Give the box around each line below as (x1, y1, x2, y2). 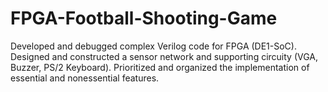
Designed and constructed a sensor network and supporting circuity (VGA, (10, 50, 319, 62)
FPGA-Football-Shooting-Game (10, 7, 278, 30)
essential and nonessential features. (10, 72, 160, 84)
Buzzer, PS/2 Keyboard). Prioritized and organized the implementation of (10, 61, 310, 73)
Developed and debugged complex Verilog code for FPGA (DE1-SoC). (10, 40, 297, 52)
